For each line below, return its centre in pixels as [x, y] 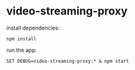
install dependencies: [33, 28]
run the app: [22, 50]
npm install [21, 39]
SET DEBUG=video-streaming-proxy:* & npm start [68, 61]
